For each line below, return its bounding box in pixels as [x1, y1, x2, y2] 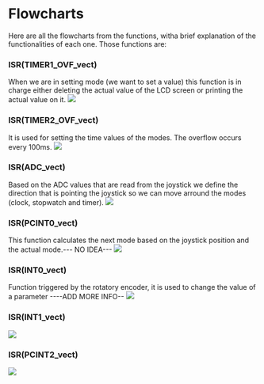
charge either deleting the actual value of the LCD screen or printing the [8, 86, 243, 95]
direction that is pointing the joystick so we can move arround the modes [8, 188, 247, 198]
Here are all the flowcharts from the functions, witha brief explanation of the [8, 31, 256, 40]
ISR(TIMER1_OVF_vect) [8, 59, 98, 70]
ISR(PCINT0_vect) [8, 217, 78, 228]
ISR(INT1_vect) [8, 312, 66, 323]
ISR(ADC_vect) [8, 162, 66, 173]
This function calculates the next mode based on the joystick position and [8, 235, 250, 245]
